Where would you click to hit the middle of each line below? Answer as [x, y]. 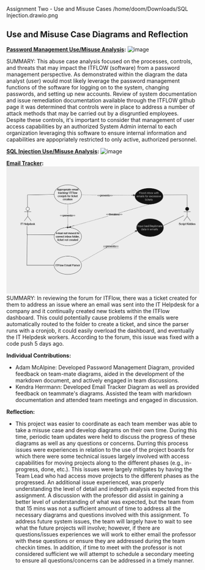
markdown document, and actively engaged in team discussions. [97, 381]
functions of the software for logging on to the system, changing [88, 87]
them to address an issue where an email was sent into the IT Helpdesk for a [103, 305]
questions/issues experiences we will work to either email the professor [106, 534]
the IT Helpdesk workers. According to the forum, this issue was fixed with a [102, 337]
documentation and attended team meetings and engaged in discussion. [106, 400]
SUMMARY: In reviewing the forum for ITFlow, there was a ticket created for [102, 298]
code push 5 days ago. [35, 344]
